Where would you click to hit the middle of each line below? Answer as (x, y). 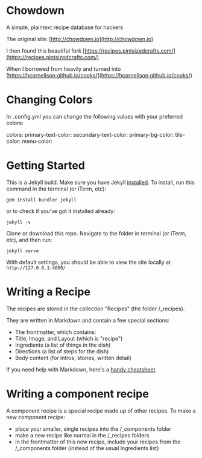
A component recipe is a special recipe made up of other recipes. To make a (101, 411)
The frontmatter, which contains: (55, 332)
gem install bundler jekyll (42, 200)
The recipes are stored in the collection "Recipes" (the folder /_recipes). (96, 309)
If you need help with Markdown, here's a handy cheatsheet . (82, 369)
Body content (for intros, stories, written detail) (73, 358)
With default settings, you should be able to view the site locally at (88, 262)
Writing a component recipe (77, 394)
